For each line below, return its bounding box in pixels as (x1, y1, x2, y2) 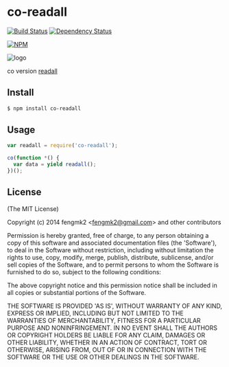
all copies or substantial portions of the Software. (7, 288, 146, 296)
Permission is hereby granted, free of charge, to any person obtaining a (7, 231, 209, 239)
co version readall (7, 67, 58, 75)
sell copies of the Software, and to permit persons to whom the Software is (7, 260, 219, 269)
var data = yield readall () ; (13, 161, 97, 168)
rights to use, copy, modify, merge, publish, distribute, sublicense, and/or (7, 253, 214, 261)
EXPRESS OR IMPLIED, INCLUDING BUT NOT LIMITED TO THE (7, 309, 184, 317)
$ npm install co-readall (7, 104, 81, 112)
